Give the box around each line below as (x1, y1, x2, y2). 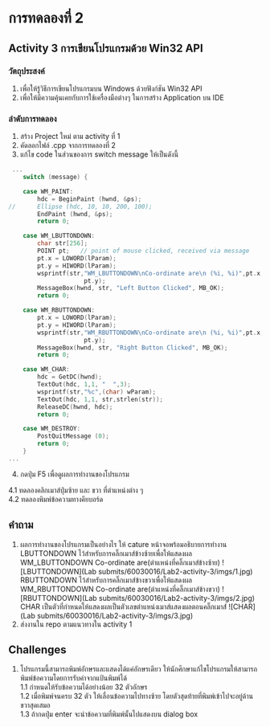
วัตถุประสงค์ (8, 65, 46, 76)
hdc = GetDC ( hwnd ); (37, 373, 103, 382)
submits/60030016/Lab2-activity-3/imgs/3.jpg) (37, 611, 194, 620)
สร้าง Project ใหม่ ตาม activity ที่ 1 (19, 132, 121, 141)
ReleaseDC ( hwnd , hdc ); (37, 402, 113, 410)
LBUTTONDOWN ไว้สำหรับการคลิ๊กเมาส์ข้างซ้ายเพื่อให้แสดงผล (19, 548, 193, 558)
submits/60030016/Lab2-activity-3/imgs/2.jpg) (99, 593, 256, 602)
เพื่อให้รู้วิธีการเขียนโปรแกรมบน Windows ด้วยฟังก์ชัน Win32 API (19, 84, 202, 93)
